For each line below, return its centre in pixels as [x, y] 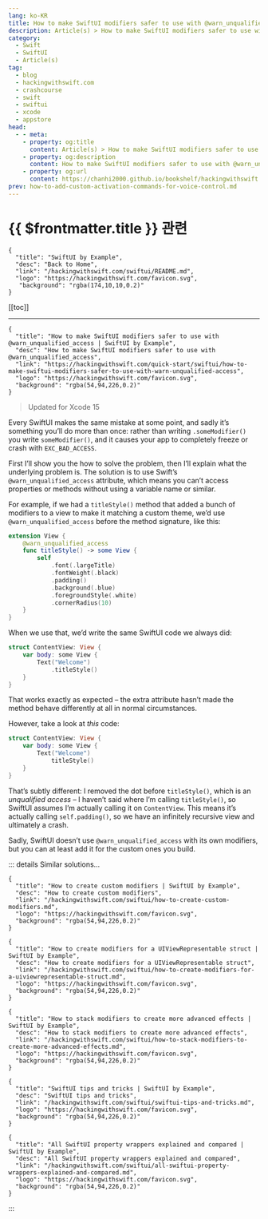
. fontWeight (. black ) [85, 573]
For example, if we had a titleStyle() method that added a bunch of [122, 504]
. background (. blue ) [83, 588]
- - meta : [32, 134]
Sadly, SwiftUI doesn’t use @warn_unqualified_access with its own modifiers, [133, 840]
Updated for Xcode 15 [63, 407]
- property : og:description [69, 157]
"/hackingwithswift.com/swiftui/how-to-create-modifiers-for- [149, 970]
